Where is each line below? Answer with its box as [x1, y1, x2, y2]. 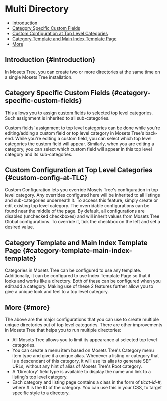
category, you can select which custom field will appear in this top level [5, 146, 152, 152]
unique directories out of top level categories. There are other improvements [5, 322, 163, 328]
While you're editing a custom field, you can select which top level [15, 135, 152, 141]
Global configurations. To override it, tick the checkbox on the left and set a [5, 219, 161, 225]
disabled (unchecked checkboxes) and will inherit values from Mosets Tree [5, 213, 160, 219]
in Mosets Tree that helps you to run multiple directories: [5, 327, 121, 333]
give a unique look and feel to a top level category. [5, 289, 109, 295]
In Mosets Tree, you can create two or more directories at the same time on [5, 69, 161, 75]
